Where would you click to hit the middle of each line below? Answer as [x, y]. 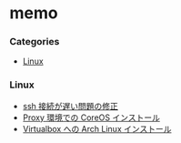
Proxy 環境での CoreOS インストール [91, 117]
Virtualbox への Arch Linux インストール [97, 128]
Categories [35, 42]
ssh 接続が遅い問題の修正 [70, 106]
